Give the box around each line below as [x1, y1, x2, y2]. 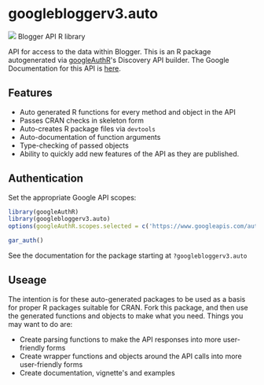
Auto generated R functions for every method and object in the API [19, 107, 236, 116]
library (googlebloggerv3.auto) [8, 215, 111, 223]
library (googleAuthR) [8, 207, 79, 216]
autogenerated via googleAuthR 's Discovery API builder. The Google [8, 55, 229, 64]
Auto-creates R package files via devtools [19, 123, 156, 134]
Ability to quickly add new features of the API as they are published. [19, 148, 240, 158]
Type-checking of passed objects [19, 141, 130, 150]
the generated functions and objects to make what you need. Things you [8, 311, 244, 321]
